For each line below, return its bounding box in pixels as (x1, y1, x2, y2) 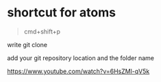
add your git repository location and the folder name (7, 53, 155, 62)
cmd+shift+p (23, 27, 60, 36)
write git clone (7, 40, 48, 49)
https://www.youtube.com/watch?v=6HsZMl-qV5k (7, 67, 150, 75)
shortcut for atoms (7, 5, 116, 20)
